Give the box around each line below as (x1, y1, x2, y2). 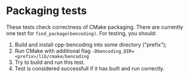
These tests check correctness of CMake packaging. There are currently (6, 23, 183, 30)
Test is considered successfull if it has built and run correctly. (14, 65, 165, 72)
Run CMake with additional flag (14, 47, 91, 54)
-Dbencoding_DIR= (92, 48, 135, 54)
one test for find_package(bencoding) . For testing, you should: (6, 29, 157, 36)
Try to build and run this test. (14, 59, 85, 66)
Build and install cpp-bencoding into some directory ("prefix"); (14, 41, 167, 48)
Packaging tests (6, 4, 87, 18)
